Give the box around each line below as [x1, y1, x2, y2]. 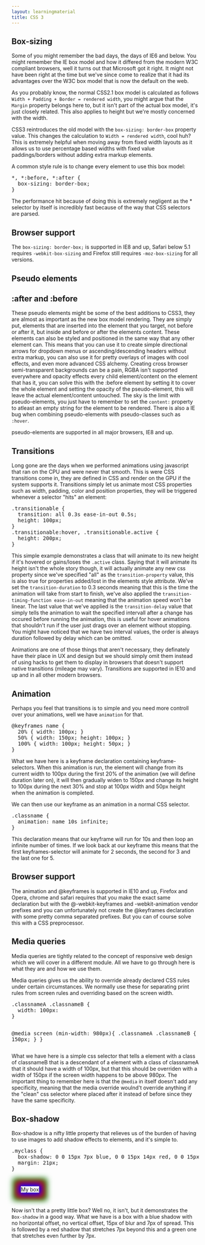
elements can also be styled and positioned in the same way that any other [11, 335, 195, 342]
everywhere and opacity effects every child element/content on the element [11, 373, 198, 380]
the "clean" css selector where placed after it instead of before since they [11, 1090, 193, 1098]
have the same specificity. [11, 1096, 75, 1104]
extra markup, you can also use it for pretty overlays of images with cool [11, 354, 189, 361]
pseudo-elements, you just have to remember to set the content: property [11, 398, 194, 406]
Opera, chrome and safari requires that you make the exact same [11, 894, 171, 901]
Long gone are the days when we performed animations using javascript [11, 462, 189, 469]
